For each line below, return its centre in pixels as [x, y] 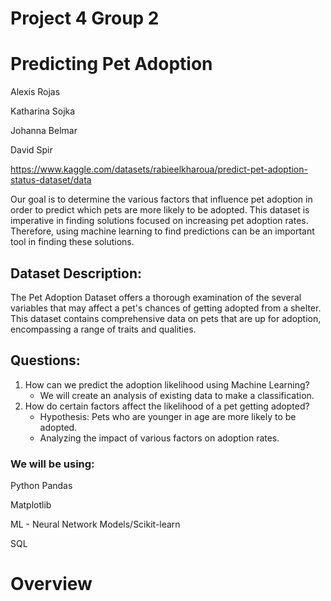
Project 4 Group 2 [85, 18]
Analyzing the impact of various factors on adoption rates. [159, 438]
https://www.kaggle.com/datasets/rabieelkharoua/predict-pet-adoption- [159, 169]
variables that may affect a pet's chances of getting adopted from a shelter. [166, 308]
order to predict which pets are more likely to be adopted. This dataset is [160, 210]
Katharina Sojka [43, 111]
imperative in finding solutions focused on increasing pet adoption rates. [159, 221]
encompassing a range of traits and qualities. [103, 329]
